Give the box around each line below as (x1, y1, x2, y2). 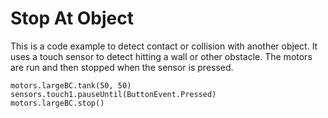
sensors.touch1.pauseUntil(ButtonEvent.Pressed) (10, 89, 217, 99)
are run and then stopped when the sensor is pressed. (10, 61, 234, 73)
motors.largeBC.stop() (10, 98, 105, 108)
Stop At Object (10, 7, 135, 30)
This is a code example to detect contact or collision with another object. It (10, 40, 318, 52)
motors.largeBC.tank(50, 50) (10, 80, 132, 91)
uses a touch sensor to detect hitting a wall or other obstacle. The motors (10, 50, 313, 62)
